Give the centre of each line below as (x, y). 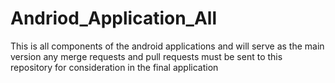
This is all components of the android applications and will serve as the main (167, 46)
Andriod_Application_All (113, 18)
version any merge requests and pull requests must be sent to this (146, 56)
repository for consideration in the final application (114, 67)
